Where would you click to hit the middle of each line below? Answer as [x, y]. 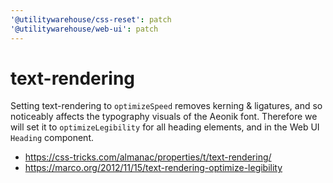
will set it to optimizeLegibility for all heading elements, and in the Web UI [165, 127]
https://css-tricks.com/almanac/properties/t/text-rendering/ [148, 157]
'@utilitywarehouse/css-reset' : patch [91, 19]
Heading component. [52, 138]
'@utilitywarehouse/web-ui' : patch [84, 29]
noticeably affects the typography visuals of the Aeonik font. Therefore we [164, 117]
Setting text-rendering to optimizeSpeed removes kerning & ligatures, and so [166, 106]
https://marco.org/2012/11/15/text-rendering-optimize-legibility [153, 168]
